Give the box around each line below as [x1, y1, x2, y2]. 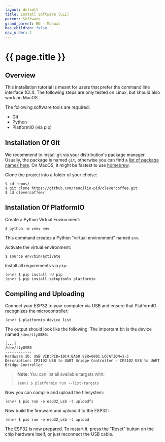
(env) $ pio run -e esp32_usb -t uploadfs [5, 399, 94, 404]
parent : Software [5, 16, 41, 21]
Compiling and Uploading [5, 290, 85, 298]
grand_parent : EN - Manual [5, 21, 61, 26]
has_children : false [5, 26, 48, 31]
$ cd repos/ [5, 181, 30, 186]
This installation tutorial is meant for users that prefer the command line [5, 84, 150, 90]
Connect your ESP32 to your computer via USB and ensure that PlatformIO [5, 303, 157, 309]
